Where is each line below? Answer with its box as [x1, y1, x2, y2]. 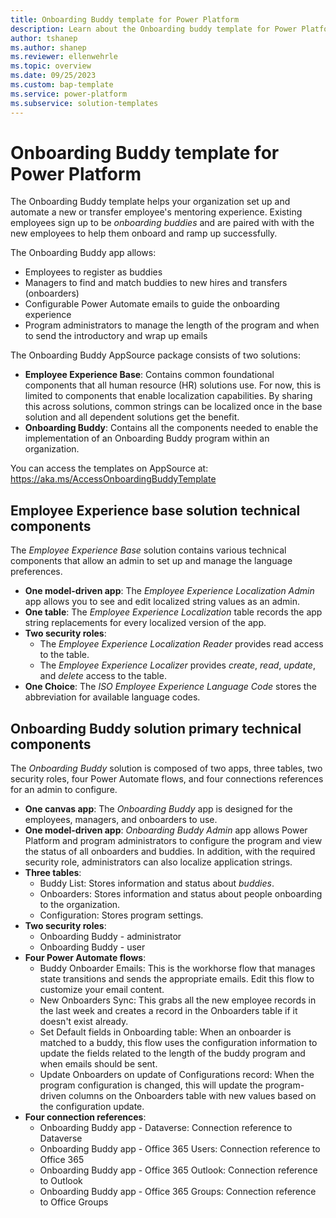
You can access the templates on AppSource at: [10, 462, 209, 475]
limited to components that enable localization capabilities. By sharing [24, 390, 313, 402]
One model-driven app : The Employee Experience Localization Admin [24, 585, 315, 597]
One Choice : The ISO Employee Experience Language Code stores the [24, 681, 317, 693]
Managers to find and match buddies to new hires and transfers [24, 277, 288, 289]
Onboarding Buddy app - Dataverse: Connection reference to [39, 1122, 293, 1134]
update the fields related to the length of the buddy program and [39, 1047, 306, 1060]
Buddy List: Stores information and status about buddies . [39, 877, 275, 890]
